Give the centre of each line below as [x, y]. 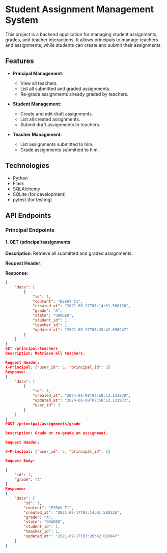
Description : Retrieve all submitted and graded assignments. [69, 253]
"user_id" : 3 [46, 405]
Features [20, 61]
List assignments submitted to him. [57, 144]
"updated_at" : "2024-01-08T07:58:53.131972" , [81, 400]
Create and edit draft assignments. [57, 113]
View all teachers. [39, 83]
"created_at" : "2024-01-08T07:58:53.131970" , [81, 396]
